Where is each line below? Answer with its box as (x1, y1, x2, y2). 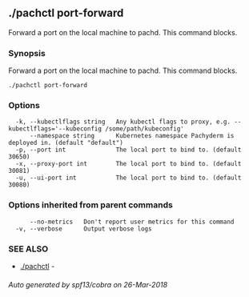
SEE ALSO (8, 243, 49, 255)
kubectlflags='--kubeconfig (8, 125, 102, 133)
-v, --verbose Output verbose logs (15, 224, 152, 233)
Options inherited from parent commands (8, 199, 174, 211)
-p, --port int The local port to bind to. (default (15, 146, 242, 155)
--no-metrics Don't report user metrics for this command (29, 218, 235, 226)
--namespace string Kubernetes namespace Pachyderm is (29, 132, 235, 140)
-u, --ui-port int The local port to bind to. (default (15, 174, 242, 183)
